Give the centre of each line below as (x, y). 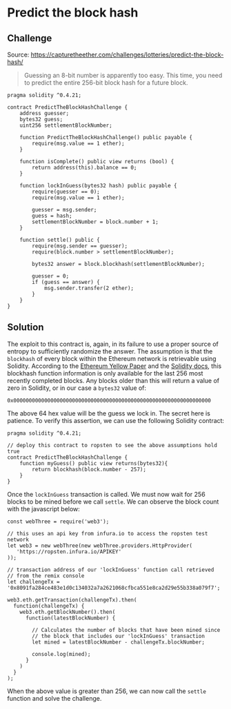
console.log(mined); (61, 654)
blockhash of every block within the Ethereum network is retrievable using (112, 358)
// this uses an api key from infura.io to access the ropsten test (108, 533)
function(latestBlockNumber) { (70, 618)
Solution (26, 328)
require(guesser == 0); (66, 192)
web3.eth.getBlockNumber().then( (68, 612)
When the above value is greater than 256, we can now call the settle (107, 691)
